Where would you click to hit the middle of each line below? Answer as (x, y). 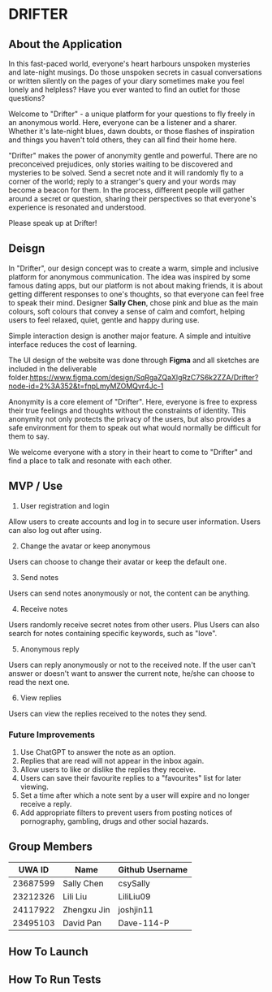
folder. (19, 377)
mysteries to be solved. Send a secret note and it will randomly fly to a (126, 173)
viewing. (34, 786)
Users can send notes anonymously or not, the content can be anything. (129, 593)
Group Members (51, 847)
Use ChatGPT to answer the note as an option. (98, 752)
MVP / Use (36, 486)
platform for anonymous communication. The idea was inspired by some (130, 276)
